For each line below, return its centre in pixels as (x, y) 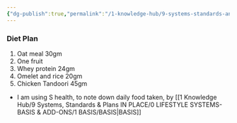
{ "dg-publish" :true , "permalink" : (56, 14)
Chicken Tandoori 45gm (52, 83)
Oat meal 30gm (39, 53)
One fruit (30, 61)
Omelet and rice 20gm (50, 76)
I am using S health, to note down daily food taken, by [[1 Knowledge (117, 97)
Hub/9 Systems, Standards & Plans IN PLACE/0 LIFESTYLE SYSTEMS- (120, 104)
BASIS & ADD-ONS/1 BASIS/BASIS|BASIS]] (79, 112)
